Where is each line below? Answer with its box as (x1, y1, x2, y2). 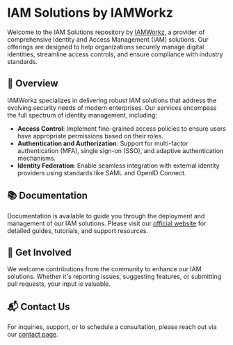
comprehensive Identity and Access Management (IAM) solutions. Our (7, 35, 209, 43)
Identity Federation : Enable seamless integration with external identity (17, 161, 220, 170)
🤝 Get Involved (7, 246, 72, 258)
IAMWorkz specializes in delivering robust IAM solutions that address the (7, 96, 217, 104)
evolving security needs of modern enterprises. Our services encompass (7, 103, 217, 112)
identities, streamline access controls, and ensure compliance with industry (7, 50, 224, 58)
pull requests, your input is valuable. (7, 280, 111, 288)
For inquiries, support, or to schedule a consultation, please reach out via (7, 323, 217, 331)
